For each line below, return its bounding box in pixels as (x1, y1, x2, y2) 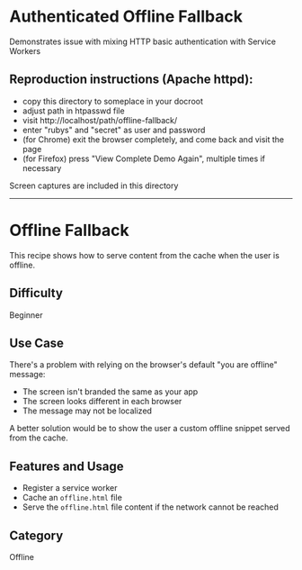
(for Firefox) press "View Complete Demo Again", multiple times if (22, 153, 266, 164)
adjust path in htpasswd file (22, 105, 125, 116)
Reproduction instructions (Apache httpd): (9, 72, 253, 87)
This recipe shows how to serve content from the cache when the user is (9, 249, 280, 260)
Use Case (9, 335, 65, 350)
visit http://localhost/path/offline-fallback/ (22, 114, 178, 125)
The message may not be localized (22, 405, 153, 416)
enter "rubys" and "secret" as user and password (22, 124, 206, 135)
